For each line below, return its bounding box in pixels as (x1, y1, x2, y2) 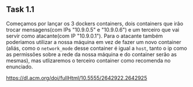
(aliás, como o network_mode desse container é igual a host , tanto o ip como (6, 45, 187, 52)
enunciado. (6, 63, 33, 70)
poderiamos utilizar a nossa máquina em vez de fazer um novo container (6, 38, 181, 45)
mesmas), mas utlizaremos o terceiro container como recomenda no (6, 57, 171, 64)
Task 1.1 (6, 5, 35, 14)
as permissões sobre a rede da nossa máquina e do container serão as (6, 50, 177, 57)
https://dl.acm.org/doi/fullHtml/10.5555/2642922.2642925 (6, 74, 147, 81)
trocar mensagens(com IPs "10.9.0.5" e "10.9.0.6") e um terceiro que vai (6, 26, 180, 33)
